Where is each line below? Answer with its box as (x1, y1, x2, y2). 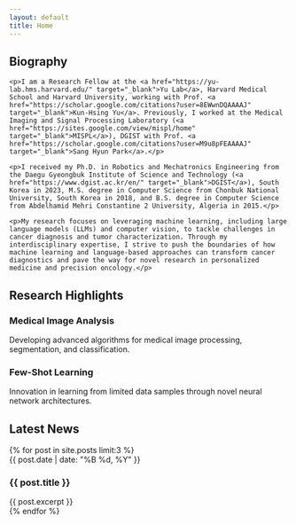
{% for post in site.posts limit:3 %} (9, 445, 135, 456)
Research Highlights (9, 287, 124, 302)
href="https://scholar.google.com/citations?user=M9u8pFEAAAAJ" (9, 139, 252, 149)
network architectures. (9, 395, 92, 406)
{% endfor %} (9, 506, 60, 517)
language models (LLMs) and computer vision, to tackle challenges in (9, 225, 276, 234)
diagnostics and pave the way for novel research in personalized (9, 256, 260, 265)
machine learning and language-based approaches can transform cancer (9, 248, 276, 257)
